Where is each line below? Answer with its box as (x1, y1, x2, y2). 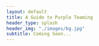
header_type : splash (6, 20, 59, 26)
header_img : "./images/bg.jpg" (6, 25, 85, 32)
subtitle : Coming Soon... (6, 31, 71, 37)
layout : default (6, 8, 47, 15)
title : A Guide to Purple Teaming (6, 14, 94, 20)
